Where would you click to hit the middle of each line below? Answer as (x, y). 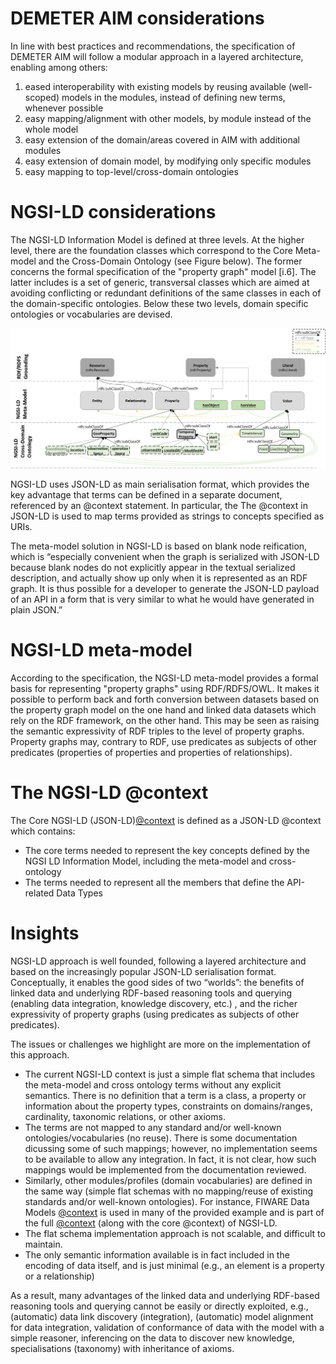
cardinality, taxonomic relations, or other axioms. (125, 1116)
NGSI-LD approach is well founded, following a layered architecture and (158, 961)
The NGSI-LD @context (109, 792)
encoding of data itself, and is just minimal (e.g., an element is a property (174, 1265)
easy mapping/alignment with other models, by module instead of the (168, 118)
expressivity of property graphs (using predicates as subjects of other (155, 1014)
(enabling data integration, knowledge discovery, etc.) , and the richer (154, 1003)
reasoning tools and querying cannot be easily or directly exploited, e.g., (159, 1306)
